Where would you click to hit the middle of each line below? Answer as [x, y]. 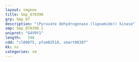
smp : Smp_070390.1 [24, 28]
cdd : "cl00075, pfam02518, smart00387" [47, 42]
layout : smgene [21, 10]
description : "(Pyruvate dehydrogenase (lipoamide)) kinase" [70, 24]
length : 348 [20, 38]
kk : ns [12, 47]
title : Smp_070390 [24, 14]
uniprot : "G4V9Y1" [24, 33]
